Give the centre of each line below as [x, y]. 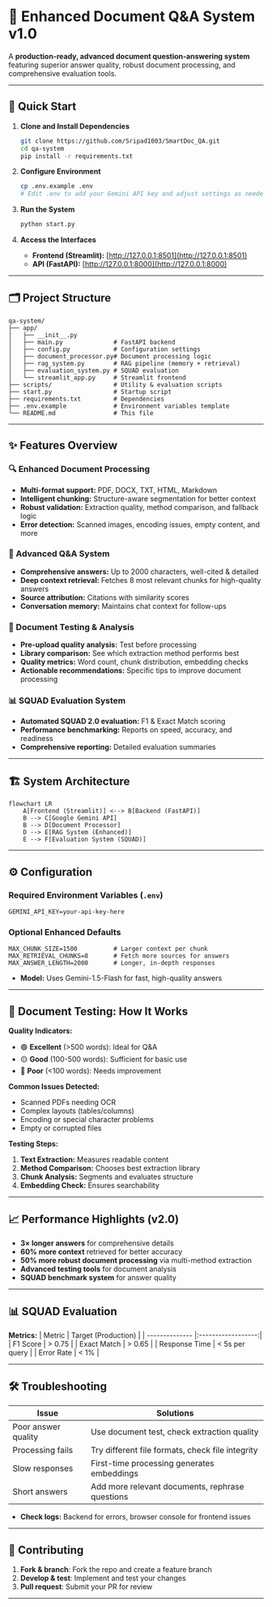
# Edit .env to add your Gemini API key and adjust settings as [131, 194]
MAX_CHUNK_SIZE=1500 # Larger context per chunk [108, 949]
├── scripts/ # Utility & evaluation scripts [115, 384]
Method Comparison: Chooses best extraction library [110, 1168]
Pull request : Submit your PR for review [86, 1587]
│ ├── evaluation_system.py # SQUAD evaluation [94, 371]
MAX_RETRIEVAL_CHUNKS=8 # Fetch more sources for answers [119, 956]
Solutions [175, 1413]
